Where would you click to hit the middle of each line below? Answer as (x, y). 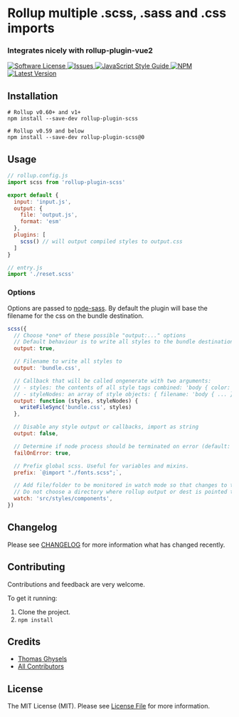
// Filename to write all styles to (68, 361)
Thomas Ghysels (42, 659)
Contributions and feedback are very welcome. (76, 584)
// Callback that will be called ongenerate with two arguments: (113, 381)
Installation (33, 96)
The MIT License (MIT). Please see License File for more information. (108, 706)
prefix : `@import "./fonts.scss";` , (68, 473)
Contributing (36, 567)
